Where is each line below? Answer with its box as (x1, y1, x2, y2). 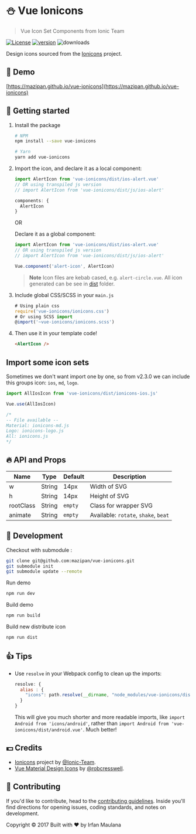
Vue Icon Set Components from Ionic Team (20, 27, 125, 35)
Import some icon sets (6, 358, 90, 367)
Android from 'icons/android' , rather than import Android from (14, 720, 169, 727)
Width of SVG (90, 482, 128, 491)
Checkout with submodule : (6, 546, 73, 553)
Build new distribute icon (6, 623, 66, 630)
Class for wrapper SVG (90, 501, 153, 509)
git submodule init (6, 563, 54, 569)
